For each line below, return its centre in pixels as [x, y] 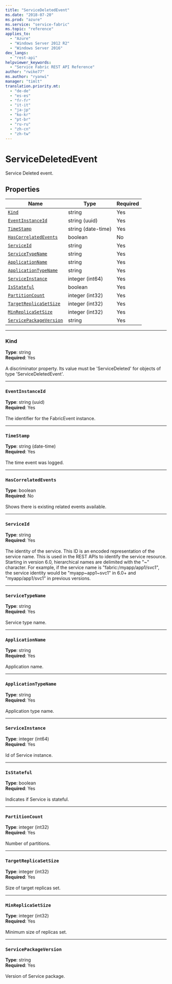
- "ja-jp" [20, 110]
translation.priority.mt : [33, 86]
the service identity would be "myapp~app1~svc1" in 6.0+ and [71, 573]
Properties [23, 189]
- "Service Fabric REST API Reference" [52, 67]
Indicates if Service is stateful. [37, 799]
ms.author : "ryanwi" [27, 77]
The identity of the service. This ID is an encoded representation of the [80, 551]
